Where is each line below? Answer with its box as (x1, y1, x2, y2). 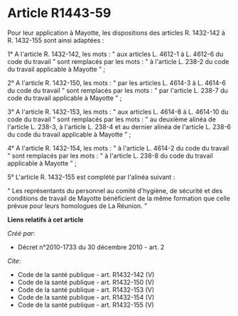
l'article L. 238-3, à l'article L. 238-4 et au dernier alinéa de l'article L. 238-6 (7, 122, 232, 131)
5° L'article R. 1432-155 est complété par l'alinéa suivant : (7, 173, 175, 181)
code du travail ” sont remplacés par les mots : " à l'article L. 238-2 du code (7, 57, 229, 65)
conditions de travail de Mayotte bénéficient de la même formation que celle (7, 194, 231, 202)
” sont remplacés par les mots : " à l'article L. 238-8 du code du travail (7, 151, 213, 160)
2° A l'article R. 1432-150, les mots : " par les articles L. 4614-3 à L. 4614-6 (7, 78, 226, 87)
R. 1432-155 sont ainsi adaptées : (7, 36, 104, 44)
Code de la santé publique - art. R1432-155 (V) (17, 300, 154, 309)
